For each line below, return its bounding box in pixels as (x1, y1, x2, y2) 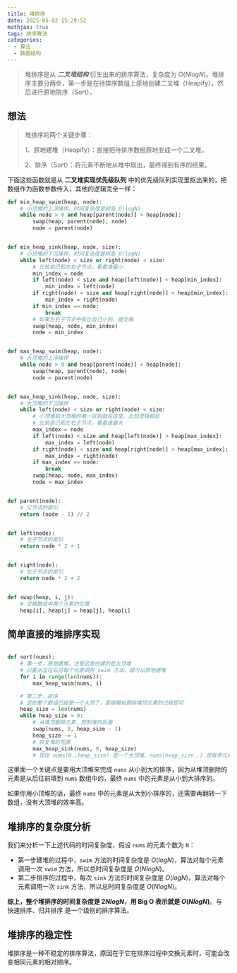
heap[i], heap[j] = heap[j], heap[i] (20, 607, 131, 614)
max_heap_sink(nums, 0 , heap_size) (32, 745, 138, 753)
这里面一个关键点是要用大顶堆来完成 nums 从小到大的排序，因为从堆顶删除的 (7, 765, 228, 774)
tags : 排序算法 (7, 30, 48, 37)
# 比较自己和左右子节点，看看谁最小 (32, 263, 123, 271)
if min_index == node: (32, 302, 99, 309)
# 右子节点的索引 (20, 568, 63, 576)
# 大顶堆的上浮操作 (20, 355, 69, 362)
